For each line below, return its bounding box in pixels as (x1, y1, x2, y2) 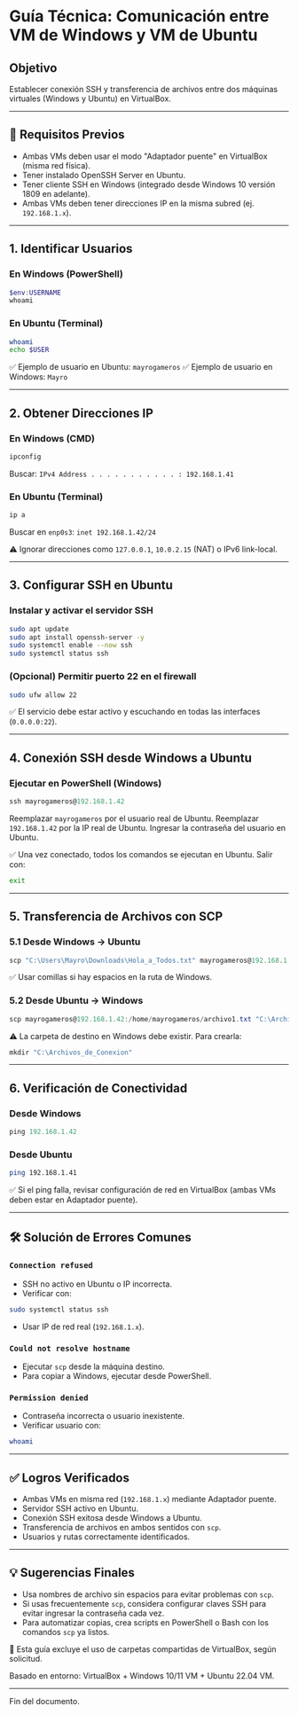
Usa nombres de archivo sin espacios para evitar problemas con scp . (21, 1589, 275, 1600)
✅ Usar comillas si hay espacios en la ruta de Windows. (9, 972, 213, 982)
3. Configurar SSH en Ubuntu (9, 578, 173, 593)
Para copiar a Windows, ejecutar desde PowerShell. (21, 1371, 212, 1381)
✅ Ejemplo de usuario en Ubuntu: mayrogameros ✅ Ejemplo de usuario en (9, 362, 273, 372)
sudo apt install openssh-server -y (9, 632, 145, 642)
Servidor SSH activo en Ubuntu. (21, 1503, 139, 1514)
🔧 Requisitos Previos (9, 127, 126, 143)
